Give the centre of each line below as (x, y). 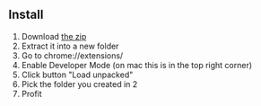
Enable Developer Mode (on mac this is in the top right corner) (137, 65)
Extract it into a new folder (70, 46)
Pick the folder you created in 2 (79, 84)
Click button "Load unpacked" (77, 75)
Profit (31, 93)
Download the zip (54, 36)
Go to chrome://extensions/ (72, 55)
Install (26, 15)
